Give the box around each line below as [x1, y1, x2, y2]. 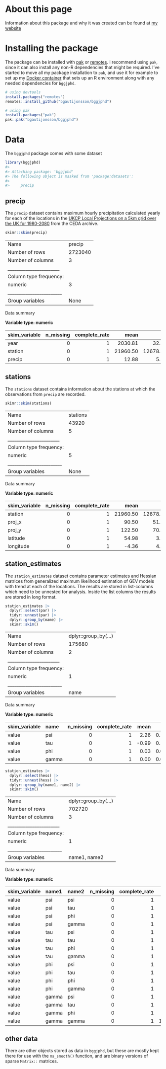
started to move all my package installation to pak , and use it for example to [5, 70, 158, 76]
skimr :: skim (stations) [5, 401, 52, 406]
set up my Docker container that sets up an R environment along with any [5, 75, 155, 80]
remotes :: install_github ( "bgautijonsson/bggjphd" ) [5, 99, 112, 104]
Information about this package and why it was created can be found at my [5, 20, 158, 26]
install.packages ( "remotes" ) [5, 94, 65, 99]
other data [5, 1034, 38, 1043]
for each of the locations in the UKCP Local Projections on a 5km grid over [5, 215, 157, 222]
